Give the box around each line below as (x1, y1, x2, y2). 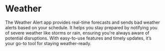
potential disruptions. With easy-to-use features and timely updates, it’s (5, 35, 152, 41)
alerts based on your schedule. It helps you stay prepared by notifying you (5, 24, 158, 30)
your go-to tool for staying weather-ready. (5, 40, 92, 46)
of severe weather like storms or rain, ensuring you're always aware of (5, 30, 150, 36)
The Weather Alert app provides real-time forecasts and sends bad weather (5, 19, 161, 25)
